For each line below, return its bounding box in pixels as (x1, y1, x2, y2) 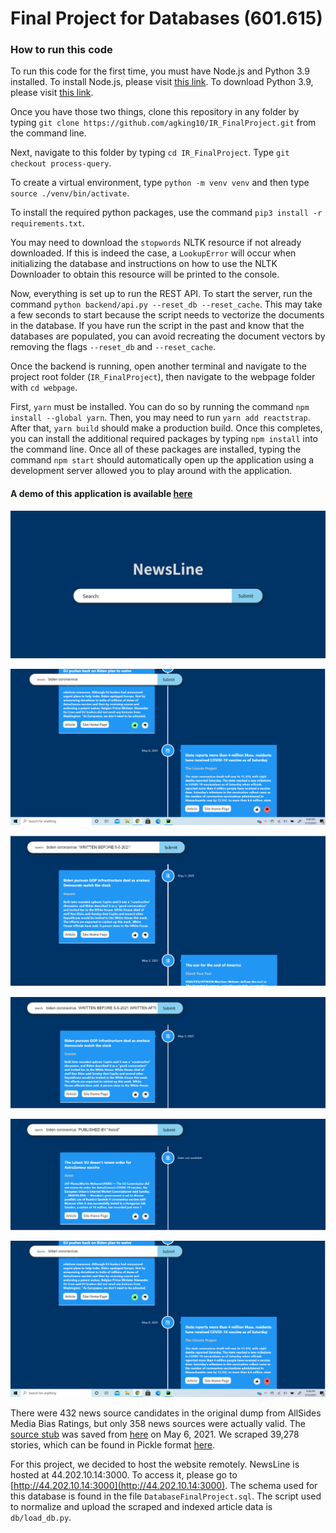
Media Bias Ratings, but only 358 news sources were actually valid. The (10, 1418, 306, 1430)
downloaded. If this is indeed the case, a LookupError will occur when (10, 247, 297, 259)
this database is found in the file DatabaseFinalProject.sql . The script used (10, 1490, 322, 1502)
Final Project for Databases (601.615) (10, 7, 323, 30)
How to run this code (10, 43, 113, 57)
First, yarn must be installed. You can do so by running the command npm (10, 401, 310, 413)
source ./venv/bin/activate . (10, 187, 130, 199)
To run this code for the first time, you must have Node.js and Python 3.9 (10, 65, 310, 77)
